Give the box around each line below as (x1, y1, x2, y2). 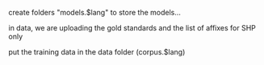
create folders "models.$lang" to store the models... (8, 8, 182, 17)
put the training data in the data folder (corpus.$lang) (8, 47, 186, 56)
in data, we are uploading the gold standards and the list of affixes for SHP (8, 23, 256, 32)
